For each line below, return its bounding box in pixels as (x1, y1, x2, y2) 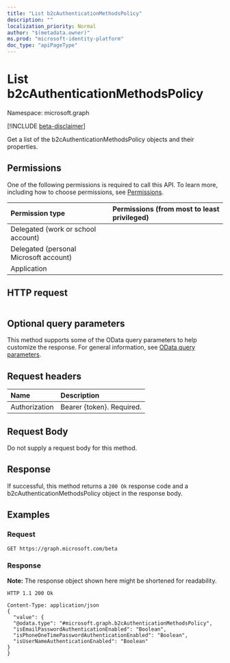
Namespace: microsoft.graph (7, 108, 90, 117)
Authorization (10, 402, 54, 412)
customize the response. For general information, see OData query (7, 343, 196, 352)
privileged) (112, 213, 149, 222)
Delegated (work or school (10, 224, 97, 234)
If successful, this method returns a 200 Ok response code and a (7, 481, 188, 490)
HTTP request (7, 287, 68, 299)
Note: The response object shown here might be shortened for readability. (7, 577, 217, 585)
